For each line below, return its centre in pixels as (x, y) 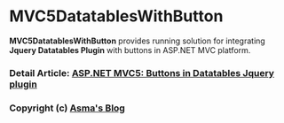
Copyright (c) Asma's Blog (67, 108)
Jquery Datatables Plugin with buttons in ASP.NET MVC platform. (130, 50)
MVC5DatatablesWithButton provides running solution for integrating (138, 41)
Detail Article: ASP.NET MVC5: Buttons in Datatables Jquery (142, 73)
